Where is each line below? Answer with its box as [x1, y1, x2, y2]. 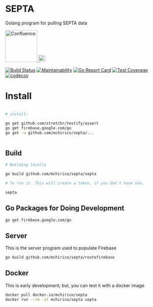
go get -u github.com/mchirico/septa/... [5, 130, 95, 135]
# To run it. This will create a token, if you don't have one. [5, 180, 144, 186]
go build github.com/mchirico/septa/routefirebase [5, 255, 115, 260]
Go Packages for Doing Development [5, 204, 125, 213]
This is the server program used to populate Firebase [5, 245, 117, 251]
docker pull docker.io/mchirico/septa [5, 292, 87, 297]
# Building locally [5, 162, 47, 168]
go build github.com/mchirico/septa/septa [5, 172, 97, 177]
